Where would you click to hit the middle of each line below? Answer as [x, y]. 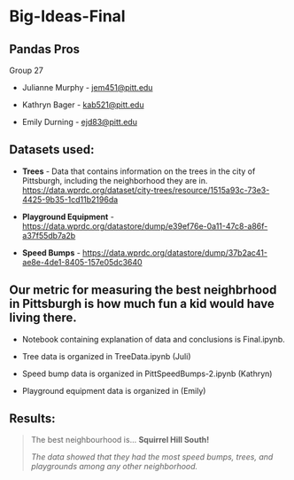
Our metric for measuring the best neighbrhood [143, 290]
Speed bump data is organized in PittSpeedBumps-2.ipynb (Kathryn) [147, 374]
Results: [32, 419]
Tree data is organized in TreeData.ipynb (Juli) [106, 356]
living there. [43, 318]
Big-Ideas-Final [67, 16]
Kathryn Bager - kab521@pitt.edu [83, 105]
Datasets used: [52, 150]
